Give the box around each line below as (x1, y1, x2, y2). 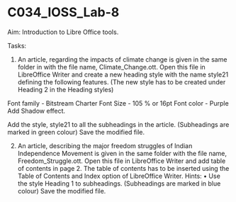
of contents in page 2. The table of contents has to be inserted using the (17, 164, 230, 172)
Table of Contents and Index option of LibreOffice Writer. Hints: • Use (17, 172, 221, 180)
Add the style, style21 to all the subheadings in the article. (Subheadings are (7, 120, 230, 128)
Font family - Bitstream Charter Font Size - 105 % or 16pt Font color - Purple (7, 99, 229, 107)
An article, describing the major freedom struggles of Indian (17, 141, 193, 150)
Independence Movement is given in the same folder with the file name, (17, 149, 227, 157)
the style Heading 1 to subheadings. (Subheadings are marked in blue (17, 179, 221, 188)
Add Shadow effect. (7, 106, 66, 115)
